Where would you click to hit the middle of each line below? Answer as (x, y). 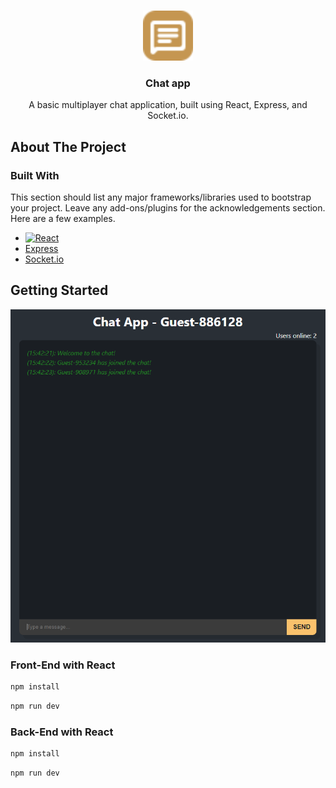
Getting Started (59, 290)
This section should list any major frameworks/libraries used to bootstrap (161, 197)
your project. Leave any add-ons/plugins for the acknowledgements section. (168, 207)
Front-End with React (63, 665)
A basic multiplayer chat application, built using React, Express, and (168, 105)
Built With (35, 175)
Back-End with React (62, 732)
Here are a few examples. (63, 218)
